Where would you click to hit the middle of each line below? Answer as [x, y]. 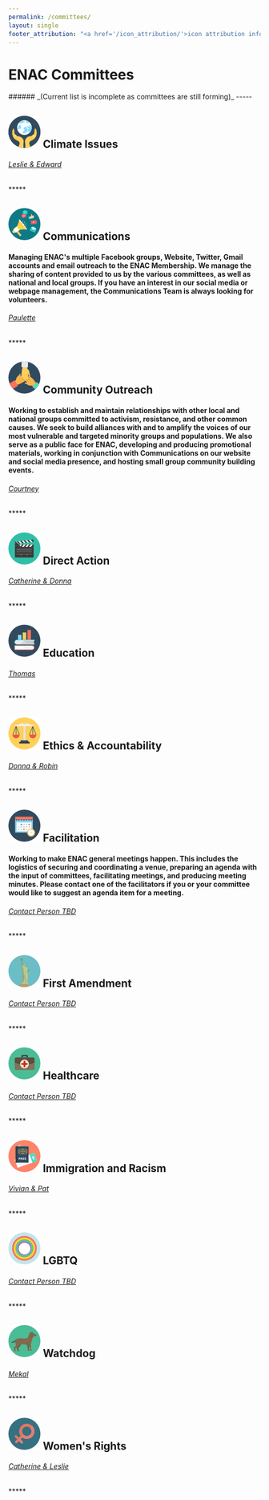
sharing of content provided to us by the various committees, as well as [130, 274]
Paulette [22, 318]
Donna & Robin [33, 766]
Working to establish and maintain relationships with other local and [124, 411]
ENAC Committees [71, 74]
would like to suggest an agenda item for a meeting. [96, 893]
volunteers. [28, 299]
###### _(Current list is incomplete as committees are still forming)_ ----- [130, 97]
